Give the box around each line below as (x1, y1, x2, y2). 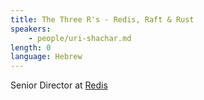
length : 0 (10, 42, 52, 53)
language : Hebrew (10, 52, 83, 62)
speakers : (10, 24, 52, 34)
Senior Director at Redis (10, 79, 108, 91)
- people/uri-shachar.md (28, 33, 132, 43)
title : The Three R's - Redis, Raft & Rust (10, 14, 195, 25)
